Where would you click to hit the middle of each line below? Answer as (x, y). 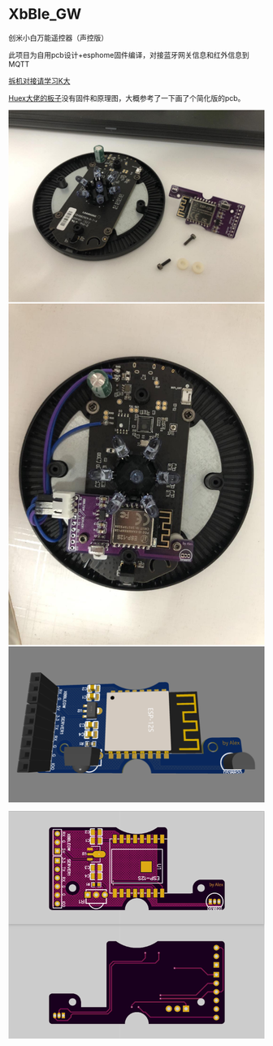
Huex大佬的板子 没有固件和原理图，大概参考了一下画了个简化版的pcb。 (127, 98)
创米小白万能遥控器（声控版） (58, 37)
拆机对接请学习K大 (39, 80)
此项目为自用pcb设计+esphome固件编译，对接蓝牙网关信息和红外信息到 (129, 54)
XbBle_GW (45, 14)
